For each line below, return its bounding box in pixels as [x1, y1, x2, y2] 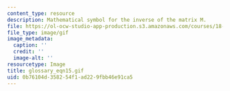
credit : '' [13, 49, 44, 55]
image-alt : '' [13, 55, 53, 62]
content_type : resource [7, 10, 75, 17]
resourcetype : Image [7, 61, 66, 68]
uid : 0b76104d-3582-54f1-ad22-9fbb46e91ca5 [7, 73, 133, 81]
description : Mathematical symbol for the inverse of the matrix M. [7, 16, 207, 23]
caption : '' [13, 42, 48, 49]
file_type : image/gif [7, 29, 69, 36]
